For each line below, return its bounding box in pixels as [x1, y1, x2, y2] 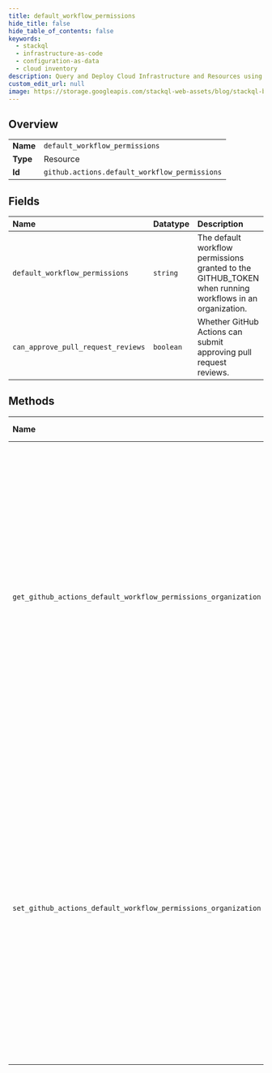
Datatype [152, 218, 190, 230]
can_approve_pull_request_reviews [12, 342, 146, 351]
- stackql [15, 42, 49, 50]
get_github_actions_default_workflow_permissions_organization [12, 592, 261, 601]
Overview [8, 117, 59, 131]
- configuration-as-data [15, 58, 100, 66]
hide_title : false [8, 19, 70, 28]
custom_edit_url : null [8, 79, 85, 88]
